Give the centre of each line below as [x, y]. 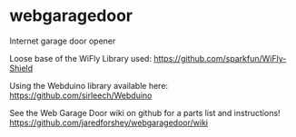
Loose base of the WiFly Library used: [81, 58]
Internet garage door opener [63, 41]
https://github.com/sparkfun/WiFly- [220, 58]
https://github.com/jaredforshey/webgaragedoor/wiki [109, 122]
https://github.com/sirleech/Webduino [81, 95]
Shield [21, 68]
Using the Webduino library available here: [89, 85]
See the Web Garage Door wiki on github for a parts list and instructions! [145, 113]
